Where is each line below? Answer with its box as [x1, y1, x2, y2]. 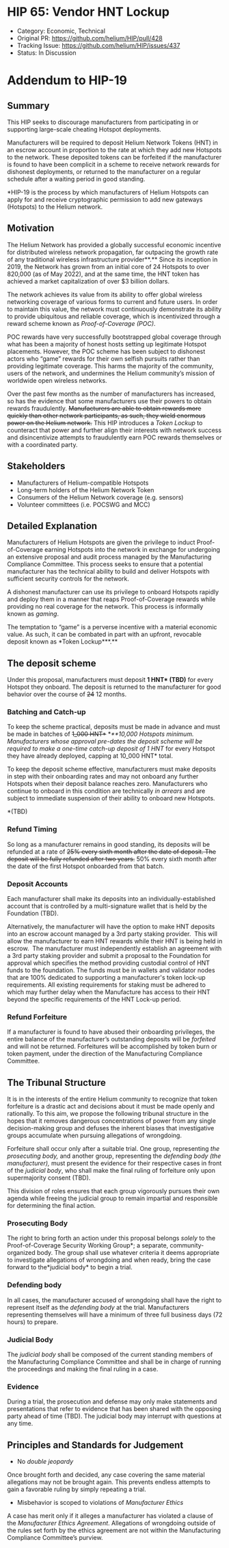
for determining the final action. [7, 1202, 96, 1210]
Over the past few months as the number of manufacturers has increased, [7, 390, 216, 398]
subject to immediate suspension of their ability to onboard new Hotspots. [7, 794, 215, 802]
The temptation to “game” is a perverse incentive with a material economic [7, 623, 217, 631]
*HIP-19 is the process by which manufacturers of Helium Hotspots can [7, 188, 209, 196]
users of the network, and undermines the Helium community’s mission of [7, 369, 215, 377]
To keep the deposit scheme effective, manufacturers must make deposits [7, 765, 217, 774]
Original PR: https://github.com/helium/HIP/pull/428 [16, 34, 163, 42]
